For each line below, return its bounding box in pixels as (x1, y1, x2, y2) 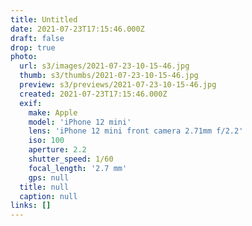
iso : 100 (28, 136, 65, 146)
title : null (19, 182, 70, 192)
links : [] (10, 201, 52, 211)
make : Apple (28, 107, 78, 118)
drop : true (10, 42, 56, 53)
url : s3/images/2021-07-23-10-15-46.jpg (19, 61, 190, 71)
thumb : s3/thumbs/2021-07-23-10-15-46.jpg (19, 71, 199, 81)
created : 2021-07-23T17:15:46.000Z (19, 89, 168, 99)
